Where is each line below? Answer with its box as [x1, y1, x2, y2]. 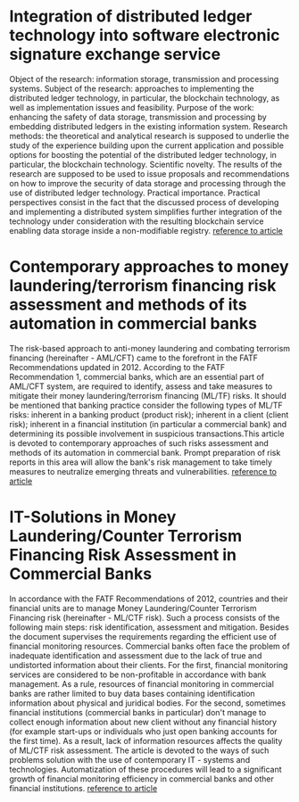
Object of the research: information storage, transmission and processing [9, 73, 279, 84]
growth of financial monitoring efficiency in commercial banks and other [9, 773, 275, 784]
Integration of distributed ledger [9, 6, 253, 27]
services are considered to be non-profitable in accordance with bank [9, 669, 267, 680]
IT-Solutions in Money [9, 507, 177, 527]
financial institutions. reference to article [9, 782, 158, 793]
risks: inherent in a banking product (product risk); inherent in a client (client [9, 409, 289, 420]
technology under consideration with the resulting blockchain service [9, 216, 264, 227]
